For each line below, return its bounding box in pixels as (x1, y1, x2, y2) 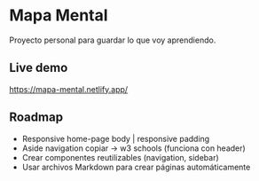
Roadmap (9, 110, 64, 125)
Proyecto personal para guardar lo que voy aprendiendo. (9, 35, 216, 45)
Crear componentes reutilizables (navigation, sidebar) (21, 152, 219, 162)
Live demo (9, 60, 68, 75)
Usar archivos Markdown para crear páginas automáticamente (21, 161, 251, 172)
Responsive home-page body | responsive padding (21, 133, 210, 144)
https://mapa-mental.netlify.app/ (9, 83, 129, 94)
